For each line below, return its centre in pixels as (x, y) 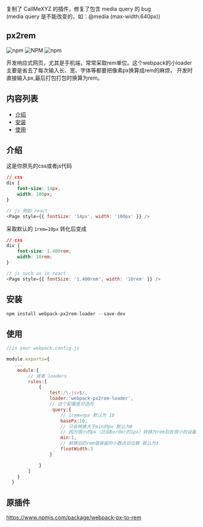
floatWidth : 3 (77, 449)
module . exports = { (28, 359)
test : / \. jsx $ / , (68, 393)
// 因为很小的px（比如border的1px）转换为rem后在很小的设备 (128, 432)
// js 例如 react (27, 211)
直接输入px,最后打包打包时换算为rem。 (55, 78)
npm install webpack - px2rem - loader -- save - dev (66, 314)
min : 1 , (69, 438)
